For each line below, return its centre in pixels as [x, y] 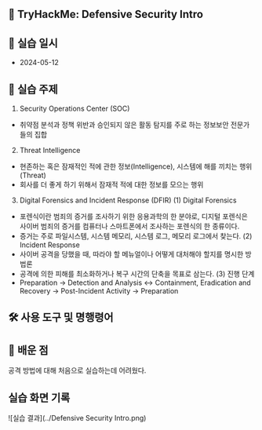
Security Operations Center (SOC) [75, 109]
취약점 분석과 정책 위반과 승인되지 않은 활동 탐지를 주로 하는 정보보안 [124, 125]
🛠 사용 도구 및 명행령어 [61, 317]
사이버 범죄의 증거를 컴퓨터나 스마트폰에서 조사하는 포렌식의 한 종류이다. [129, 226]
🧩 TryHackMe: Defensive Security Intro [106, 15]
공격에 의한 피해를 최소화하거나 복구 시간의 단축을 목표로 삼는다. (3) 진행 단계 [137, 274]
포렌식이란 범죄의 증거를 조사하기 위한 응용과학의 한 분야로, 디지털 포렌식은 [134, 217]
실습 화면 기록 [39, 397]
